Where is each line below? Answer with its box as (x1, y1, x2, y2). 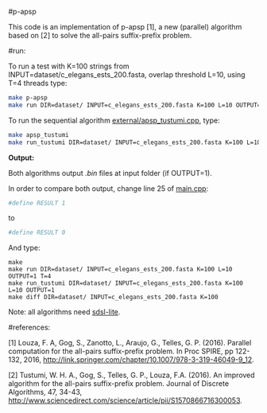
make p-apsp (8, 94, 48, 102)
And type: (8, 243, 41, 253)
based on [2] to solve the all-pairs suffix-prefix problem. (8, 31, 192, 40)
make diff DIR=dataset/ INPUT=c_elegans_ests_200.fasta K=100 (8, 294, 219, 302)
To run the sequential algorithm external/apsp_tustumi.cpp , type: (8, 115, 220, 125)
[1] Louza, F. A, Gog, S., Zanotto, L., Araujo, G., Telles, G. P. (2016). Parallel (8, 338, 252, 348)
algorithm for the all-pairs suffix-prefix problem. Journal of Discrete (8, 379, 229, 388)
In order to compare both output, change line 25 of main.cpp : (8, 183, 209, 193)
